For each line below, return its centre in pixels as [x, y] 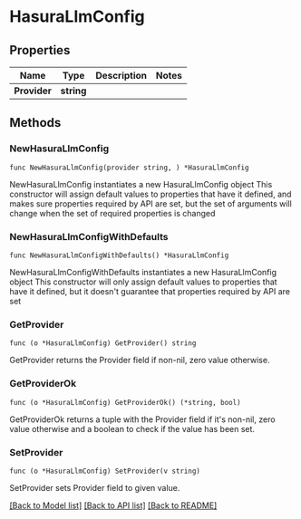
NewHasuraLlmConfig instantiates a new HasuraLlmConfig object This [141, 184]
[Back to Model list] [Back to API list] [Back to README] [113, 505]
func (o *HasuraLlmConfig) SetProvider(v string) [105, 471]
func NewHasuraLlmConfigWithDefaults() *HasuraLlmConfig [119, 255]
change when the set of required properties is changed [112, 213]
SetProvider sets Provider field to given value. [95, 487]
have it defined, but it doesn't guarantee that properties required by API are [150, 291]
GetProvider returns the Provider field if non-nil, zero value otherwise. [140, 360]
